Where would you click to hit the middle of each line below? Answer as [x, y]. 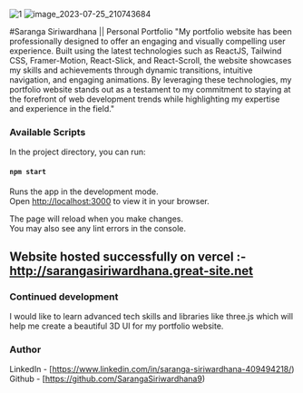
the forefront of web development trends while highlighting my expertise [145, 99]
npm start [28, 172]
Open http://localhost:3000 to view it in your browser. [110, 201]
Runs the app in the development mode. [84, 192]
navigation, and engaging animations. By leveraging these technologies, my [151, 80]
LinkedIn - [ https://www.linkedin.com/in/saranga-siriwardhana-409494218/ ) [152, 369]
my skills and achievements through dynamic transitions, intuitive [131, 70]
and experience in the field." [62, 108]
